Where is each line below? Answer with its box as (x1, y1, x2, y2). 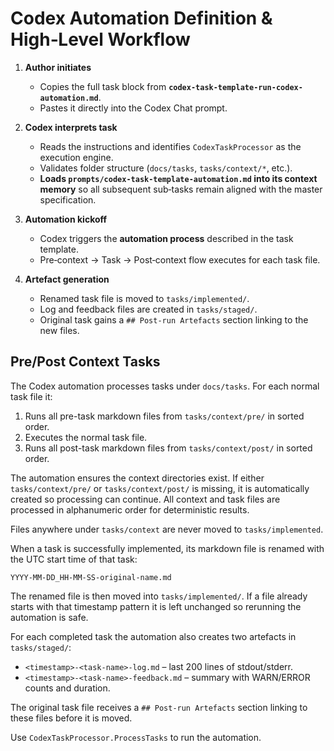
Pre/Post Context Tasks (10, 353, 161, 371)
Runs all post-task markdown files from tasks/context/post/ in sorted (24, 442, 313, 454)
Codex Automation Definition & (10, 7, 273, 30)
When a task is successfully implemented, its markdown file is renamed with (10, 542, 325, 554)
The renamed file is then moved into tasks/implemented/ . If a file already (10, 590, 308, 602)
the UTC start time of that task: (10, 553, 138, 565)
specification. (39, 193, 97, 206)
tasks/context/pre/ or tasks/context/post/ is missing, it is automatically (10, 482, 310, 494)
